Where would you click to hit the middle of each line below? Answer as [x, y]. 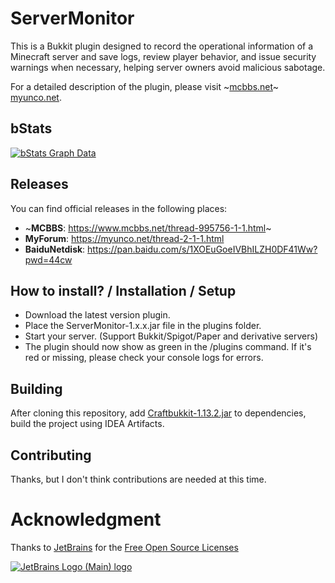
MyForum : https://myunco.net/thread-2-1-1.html [124, 238]
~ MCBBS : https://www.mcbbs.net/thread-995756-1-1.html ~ [148, 228]
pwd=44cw [48, 259]
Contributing [51, 455]
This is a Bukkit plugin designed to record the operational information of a [162, 46]
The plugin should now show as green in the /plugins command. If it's [168, 347]
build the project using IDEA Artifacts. [87, 424]
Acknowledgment [86, 519]
